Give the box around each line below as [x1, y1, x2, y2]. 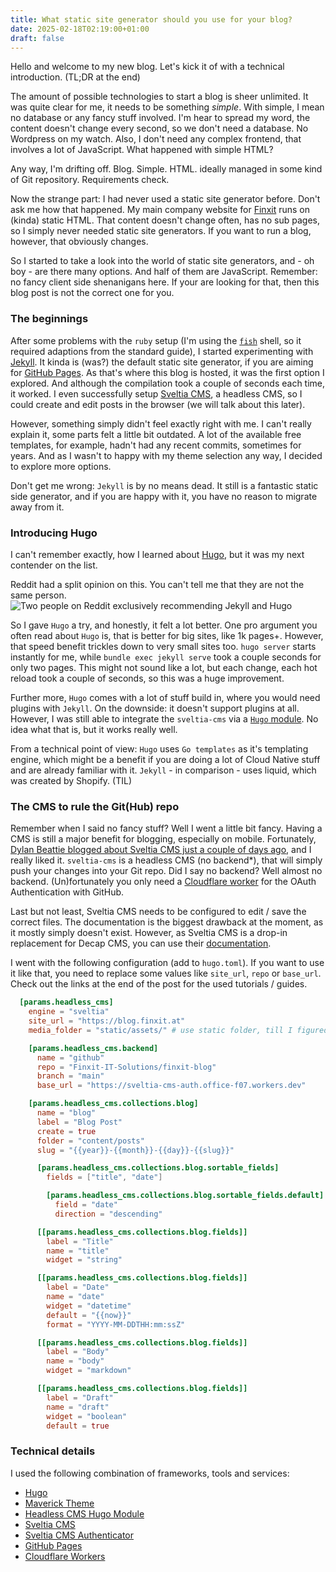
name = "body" [46, 1356, 105, 1366]
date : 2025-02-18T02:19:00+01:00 [10, 24, 150, 34]
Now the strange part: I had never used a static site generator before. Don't [10, 193, 321, 205]
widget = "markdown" [46, 1366, 132, 1376]
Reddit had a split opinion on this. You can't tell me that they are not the [10, 578, 305, 590]
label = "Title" [46, 1236, 114, 1246]
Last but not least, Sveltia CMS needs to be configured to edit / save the [10, 906, 307, 918]
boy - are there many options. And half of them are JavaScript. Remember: [10, 266, 318, 278]
